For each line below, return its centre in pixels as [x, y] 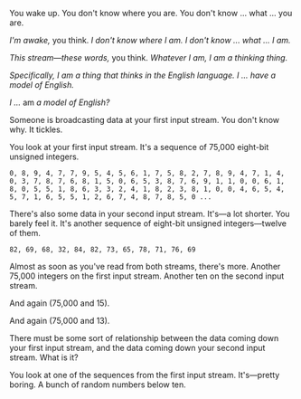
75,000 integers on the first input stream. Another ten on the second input [147, 276]
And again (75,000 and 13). [60, 321]
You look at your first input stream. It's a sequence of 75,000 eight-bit [139, 147]
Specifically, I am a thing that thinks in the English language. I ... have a [142, 75]
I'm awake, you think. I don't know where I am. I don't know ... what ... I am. [150, 40]
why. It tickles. [36, 129]
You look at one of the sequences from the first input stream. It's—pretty [145, 375]
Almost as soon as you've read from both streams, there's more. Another [145, 266]
